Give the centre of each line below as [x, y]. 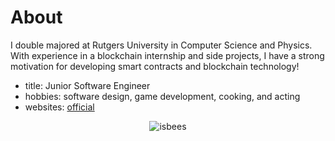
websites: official [59, 107]
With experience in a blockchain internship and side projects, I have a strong [167, 55]
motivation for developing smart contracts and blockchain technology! [155, 66]
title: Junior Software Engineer [87, 85]
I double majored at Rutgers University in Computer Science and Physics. [161, 45]
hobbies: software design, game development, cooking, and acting [162, 96]
